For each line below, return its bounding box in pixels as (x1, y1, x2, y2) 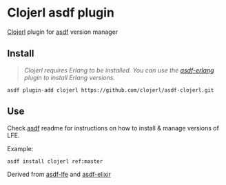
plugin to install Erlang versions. (23, 73, 116, 81)
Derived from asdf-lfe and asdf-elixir (7, 170, 112, 178)
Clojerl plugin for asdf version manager (7, 28, 119, 36)
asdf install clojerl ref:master (7, 157, 103, 165)
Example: (7, 144, 34, 153)
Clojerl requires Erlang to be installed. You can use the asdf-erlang (23, 66, 215, 74)
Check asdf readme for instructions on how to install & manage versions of (7, 124, 219, 132)
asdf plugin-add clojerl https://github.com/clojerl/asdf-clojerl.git (7, 86, 214, 94)
